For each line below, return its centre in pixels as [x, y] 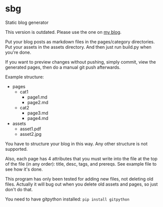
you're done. [18, 52]
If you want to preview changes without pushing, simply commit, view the [81, 62]
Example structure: [24, 77]
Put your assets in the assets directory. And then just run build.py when [79, 47]
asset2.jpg [31, 134]
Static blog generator [27, 22]
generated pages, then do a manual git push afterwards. [63, 67]
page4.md [38, 118]
